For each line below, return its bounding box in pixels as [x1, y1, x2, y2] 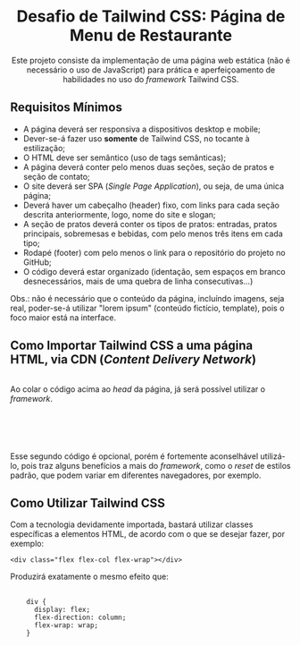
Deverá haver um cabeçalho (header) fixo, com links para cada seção [22, 200, 280, 210]
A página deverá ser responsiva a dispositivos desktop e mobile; [22, 123, 262, 134]
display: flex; [33, 606, 91, 615]
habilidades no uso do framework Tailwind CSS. [62, 73, 239, 84]
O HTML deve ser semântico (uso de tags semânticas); [22, 152, 227, 163]
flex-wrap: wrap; [33, 621, 99, 630]
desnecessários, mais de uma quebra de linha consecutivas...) [22, 276, 254, 286]
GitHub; [22, 257, 52, 268]
